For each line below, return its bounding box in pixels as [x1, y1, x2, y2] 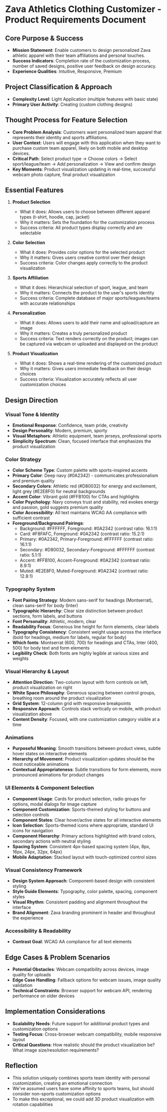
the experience [12, 914, 44, 921]
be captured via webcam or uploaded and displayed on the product [19, 341, 158, 347]
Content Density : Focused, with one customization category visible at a [12, 716, 160, 722]
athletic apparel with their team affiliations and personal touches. [12, 52, 146, 58]
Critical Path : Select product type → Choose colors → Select [12, 156, 138, 162]
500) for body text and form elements [12, 645, 90, 651]
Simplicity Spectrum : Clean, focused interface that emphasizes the [12, 438, 152, 445]
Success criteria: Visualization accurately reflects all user [19, 376, 137, 382]
